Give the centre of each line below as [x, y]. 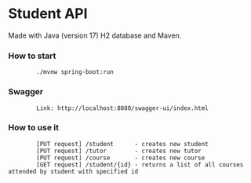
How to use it [33, 128]
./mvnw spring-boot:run [75, 72]
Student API [48, 14]
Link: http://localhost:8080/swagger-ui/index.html [123, 108]
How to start [32, 56]
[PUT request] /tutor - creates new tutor [119, 151]
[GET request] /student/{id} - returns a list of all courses [140, 165]
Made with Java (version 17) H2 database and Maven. [95, 35]
